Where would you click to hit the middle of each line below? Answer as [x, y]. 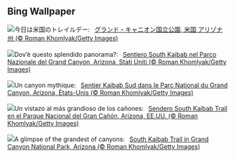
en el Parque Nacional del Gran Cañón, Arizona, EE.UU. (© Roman [103, 116]
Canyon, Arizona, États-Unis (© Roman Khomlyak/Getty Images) [101, 92]
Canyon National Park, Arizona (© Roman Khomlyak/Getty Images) [104, 146]
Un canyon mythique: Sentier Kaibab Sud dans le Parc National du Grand [121, 85]
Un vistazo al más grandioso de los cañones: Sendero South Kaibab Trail [121, 108]
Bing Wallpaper [41, 12]
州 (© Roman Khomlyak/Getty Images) [63, 38]
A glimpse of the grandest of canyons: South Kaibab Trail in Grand [112, 139]
